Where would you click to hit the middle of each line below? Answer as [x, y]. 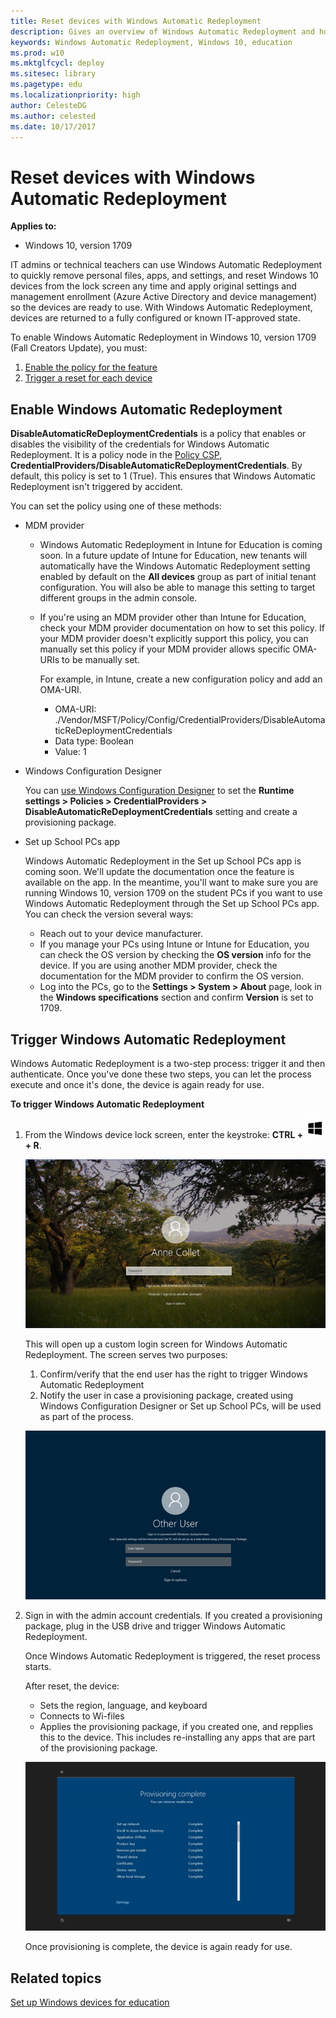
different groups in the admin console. [118, 598]
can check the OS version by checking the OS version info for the [175, 955]
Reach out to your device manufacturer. [121, 934]
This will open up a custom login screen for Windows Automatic [156, 1344]
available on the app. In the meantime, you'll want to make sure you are [171, 882]
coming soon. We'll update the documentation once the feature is [159, 872]
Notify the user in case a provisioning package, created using [166, 1396]
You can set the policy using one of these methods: [116, 506]
